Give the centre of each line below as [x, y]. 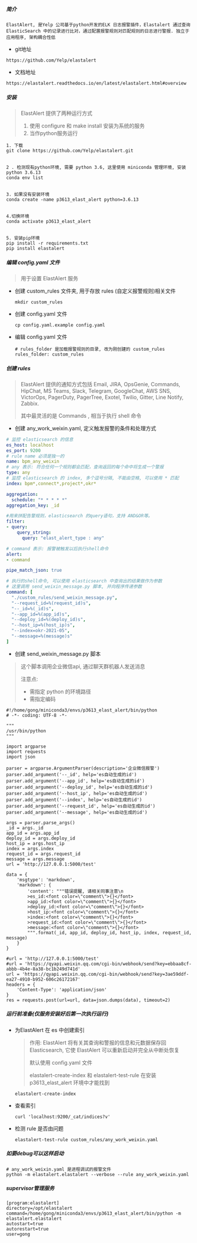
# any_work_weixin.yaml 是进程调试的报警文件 [59, 1169]
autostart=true [25, 1223]
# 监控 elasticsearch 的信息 [40, 439]
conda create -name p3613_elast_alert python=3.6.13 [72, 199]
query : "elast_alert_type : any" [63, 538]
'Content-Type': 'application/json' [62, 989]
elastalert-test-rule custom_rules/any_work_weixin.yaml [86, 1140]
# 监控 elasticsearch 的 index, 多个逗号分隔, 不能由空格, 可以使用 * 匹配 [93, 478]
